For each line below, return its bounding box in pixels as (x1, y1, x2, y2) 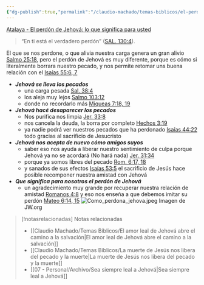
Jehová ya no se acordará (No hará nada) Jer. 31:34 (24, 152, 155, 159)
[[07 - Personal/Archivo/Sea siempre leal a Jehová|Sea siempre (30, 266, 189, 273)
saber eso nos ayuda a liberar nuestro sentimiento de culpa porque (24, 145, 192, 152)
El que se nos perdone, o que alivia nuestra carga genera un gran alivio (6, 49, 185, 57)
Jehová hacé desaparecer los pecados (15, 106, 117, 113)
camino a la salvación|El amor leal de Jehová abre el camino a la (30, 233, 192, 241)
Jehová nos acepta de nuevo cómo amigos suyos (15, 138, 144, 146)
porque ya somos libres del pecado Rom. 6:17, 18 (24, 158, 146, 165)
